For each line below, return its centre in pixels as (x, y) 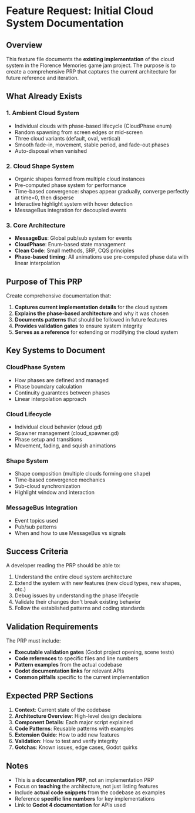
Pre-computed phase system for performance (70, 185)
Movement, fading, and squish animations (65, 446)
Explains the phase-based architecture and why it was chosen (92, 313)
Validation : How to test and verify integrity (66, 741)
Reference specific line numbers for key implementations (85, 798)
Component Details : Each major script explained (74, 722)
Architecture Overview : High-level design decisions (78, 716)
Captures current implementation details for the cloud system (91, 307)
